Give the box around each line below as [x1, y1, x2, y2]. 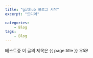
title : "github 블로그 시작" [5, 7, 60, 12]
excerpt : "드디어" [5, 12, 40, 16]
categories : [5, 20, 29, 25]
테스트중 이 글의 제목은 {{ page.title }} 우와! [5, 48, 89, 53]
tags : [5, 29, 16, 34]
